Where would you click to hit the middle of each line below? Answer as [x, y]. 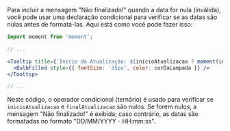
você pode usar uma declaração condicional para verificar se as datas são [112, 17]
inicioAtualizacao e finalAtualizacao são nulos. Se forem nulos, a [102, 107]
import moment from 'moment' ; [50, 37]
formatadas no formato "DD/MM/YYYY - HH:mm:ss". [81, 121]
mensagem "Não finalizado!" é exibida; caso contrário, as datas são [103, 114]
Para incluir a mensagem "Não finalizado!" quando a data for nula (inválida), [114, 10]
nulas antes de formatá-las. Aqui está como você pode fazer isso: [100, 24]
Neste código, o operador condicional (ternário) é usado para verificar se [111, 100]
